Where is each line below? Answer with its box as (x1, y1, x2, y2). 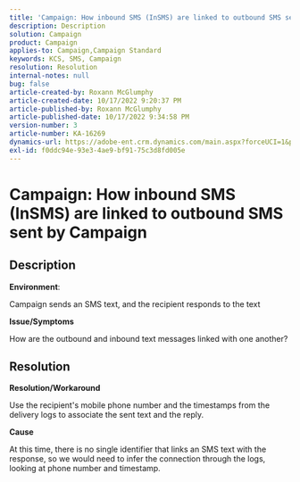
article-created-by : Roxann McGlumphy (9, 87, 154, 96)
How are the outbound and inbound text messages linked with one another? (9, 333, 288, 344)
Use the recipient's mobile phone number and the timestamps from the (9, 400, 271, 411)
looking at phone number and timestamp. (9, 463, 161, 474)
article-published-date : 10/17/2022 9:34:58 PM (9, 112, 190, 121)
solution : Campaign (9, 29, 82, 38)
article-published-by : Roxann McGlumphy (9, 104, 162, 113)
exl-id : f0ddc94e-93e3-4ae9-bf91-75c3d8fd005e (9, 145, 186, 154)
